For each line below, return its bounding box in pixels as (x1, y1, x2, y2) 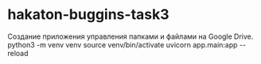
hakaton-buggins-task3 (7, 6, 169, 24)
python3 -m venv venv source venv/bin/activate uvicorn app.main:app (7, 40, 238, 49)
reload (7, 48, 29, 58)
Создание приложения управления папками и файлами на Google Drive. (7, 32, 254, 41)
